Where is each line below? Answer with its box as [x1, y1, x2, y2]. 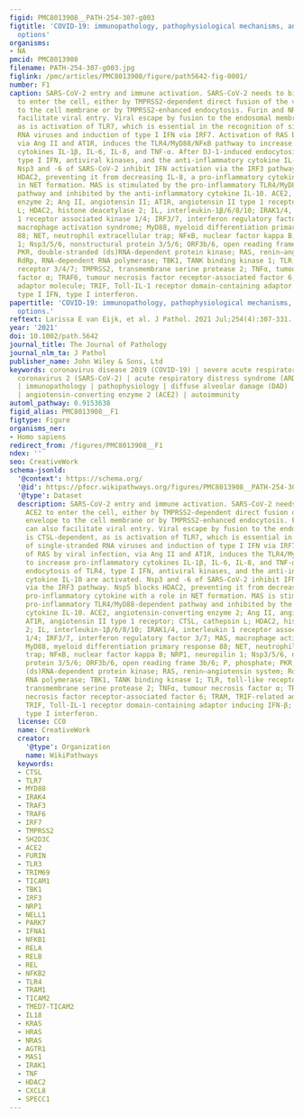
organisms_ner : [9, 424, 67, 433]
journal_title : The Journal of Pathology [9, 340, 168, 349]
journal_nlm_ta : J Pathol [9, 348, 106, 357]
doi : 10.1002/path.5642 [9, 332, 99, 341]
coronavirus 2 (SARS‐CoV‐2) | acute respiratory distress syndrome [17, 373, 277, 383]
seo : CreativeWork [9, 457, 78, 467]
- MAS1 [17, 1052, 42, 1062]
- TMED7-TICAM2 [17, 1003, 75, 1012]
